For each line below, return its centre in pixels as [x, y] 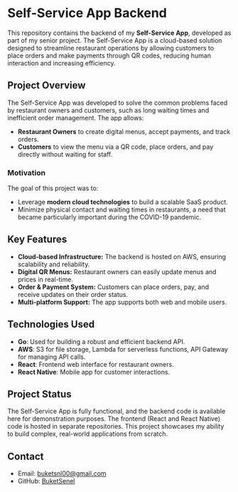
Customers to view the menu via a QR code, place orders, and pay [115, 147]
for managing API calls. [52, 357]
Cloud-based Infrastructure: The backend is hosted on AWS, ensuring [121, 256]
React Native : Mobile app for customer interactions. [94, 372]
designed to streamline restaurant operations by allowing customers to [111, 48]
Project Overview [47, 86]
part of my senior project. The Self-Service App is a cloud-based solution [115, 40]
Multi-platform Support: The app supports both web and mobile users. [122, 302]
